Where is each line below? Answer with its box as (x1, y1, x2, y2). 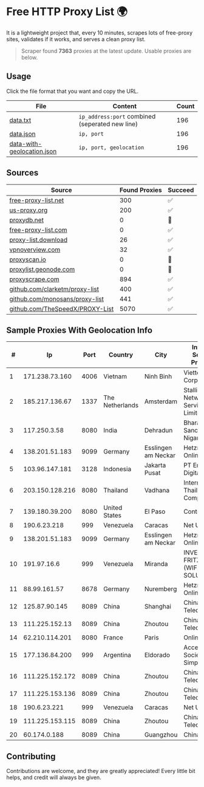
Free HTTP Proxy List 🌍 (6, 5, 128, 19)
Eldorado (144, 651, 171, 659)
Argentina (103, 651, 132, 659)
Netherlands (103, 401, 138, 410)
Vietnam (103, 372, 127, 381)
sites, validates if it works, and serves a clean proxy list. (6, 35, 146, 43)
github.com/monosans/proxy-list (9, 295, 104, 303)
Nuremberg (144, 585, 177, 593)
